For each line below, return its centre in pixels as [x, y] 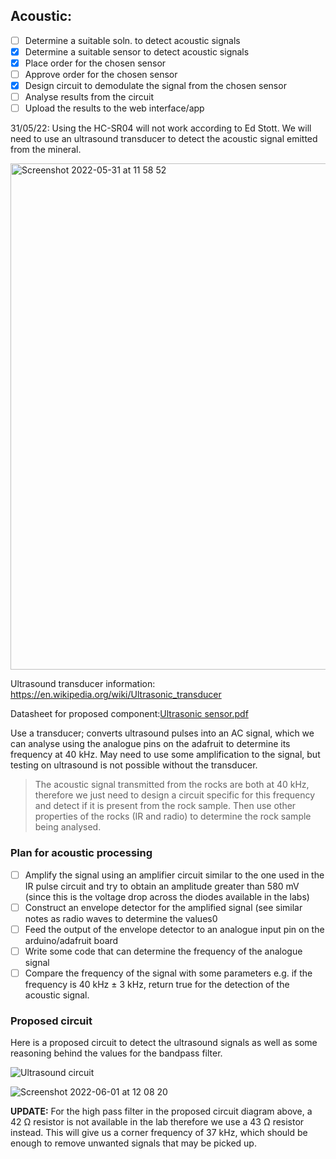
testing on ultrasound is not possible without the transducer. [134, 765]
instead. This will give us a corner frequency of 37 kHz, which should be [159, 1133]
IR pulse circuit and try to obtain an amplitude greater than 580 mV [162, 886]
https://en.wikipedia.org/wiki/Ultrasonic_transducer [116, 695]
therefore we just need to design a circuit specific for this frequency [175, 795]
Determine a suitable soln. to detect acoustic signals [132, 40]
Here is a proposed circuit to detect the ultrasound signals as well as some [164, 1043]
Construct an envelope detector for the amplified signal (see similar [163, 907]
